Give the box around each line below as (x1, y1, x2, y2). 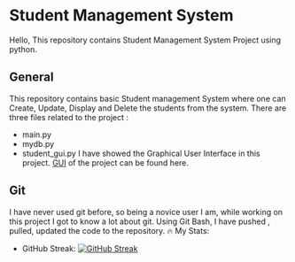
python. (9, 43, 37, 54)
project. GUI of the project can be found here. (21, 157, 189, 168)
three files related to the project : (9, 112, 129, 122)
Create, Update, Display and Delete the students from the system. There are (9, 103, 287, 113)
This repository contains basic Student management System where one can (9, 93, 286, 104)
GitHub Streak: (21, 243, 76, 253)
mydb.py (21, 138, 55, 149)
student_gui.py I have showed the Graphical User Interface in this (21, 148, 260, 158)
